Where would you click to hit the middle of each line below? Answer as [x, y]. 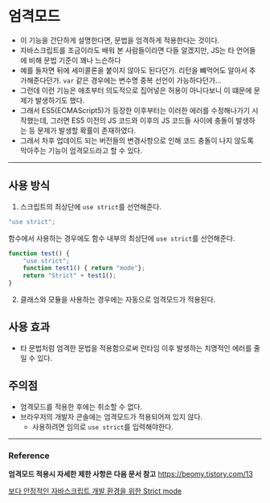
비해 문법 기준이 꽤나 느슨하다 [75, 60]
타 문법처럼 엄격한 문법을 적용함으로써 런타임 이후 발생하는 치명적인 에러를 [136, 348]
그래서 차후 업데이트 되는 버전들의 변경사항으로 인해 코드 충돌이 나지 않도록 [137, 140]
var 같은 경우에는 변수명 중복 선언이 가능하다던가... [142, 80]
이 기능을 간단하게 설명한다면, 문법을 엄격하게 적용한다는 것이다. [120, 40]
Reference [29, 456]
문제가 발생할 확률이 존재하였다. [87, 130]
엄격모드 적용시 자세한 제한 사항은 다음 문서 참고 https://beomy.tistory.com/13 [131, 473]
